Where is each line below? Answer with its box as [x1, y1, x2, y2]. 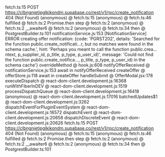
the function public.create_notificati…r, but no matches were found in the [5, 41, 154, 47]
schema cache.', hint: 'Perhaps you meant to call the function [5, 47, 129, 52]
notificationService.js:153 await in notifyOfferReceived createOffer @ [5, 67, 146, 73]
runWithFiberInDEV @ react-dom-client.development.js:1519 [5, 83, 127, 89]
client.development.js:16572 [5, 109, 62, 115]
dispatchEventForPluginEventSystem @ [5, 104, 85, 110]
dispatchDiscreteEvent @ [64, 115, 116, 120]
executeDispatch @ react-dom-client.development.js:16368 [5, 78, 127, 84]
